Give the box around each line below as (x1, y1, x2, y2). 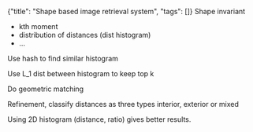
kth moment (18, 22, 58, 31)
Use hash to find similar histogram (7, 54, 119, 63)
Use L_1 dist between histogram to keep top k (7, 69, 154, 78)
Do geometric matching (7, 84, 84, 93)
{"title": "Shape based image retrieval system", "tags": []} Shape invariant (7, 7, 246, 16)
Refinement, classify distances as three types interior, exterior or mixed (7, 100, 240, 108)
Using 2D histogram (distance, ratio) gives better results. (7, 115, 192, 124)
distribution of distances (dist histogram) (18, 31, 151, 39)
